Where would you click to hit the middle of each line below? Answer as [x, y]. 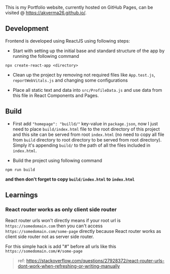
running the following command [46, 56]
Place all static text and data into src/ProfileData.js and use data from [87, 90]
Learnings [22, 195]
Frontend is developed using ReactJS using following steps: [68, 41]
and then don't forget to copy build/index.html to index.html [70, 179]
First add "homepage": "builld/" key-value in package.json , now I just [85, 123]
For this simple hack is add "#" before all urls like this [61, 247]
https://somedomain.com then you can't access [54, 226]
